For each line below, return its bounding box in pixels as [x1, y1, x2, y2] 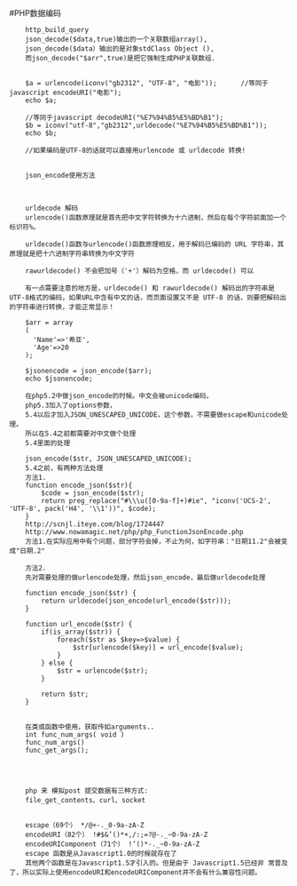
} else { [41, 659, 74, 667]
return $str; [41, 690, 90, 698]
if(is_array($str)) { [41, 627, 121, 636]
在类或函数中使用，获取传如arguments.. [25, 722, 155, 731]
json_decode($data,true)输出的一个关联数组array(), [25, 35, 208, 44]
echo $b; [25, 129, 58, 138]
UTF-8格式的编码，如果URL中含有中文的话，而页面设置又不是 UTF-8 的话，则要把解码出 [9, 293, 286, 302]
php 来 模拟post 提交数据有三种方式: [25, 786, 149, 795]
